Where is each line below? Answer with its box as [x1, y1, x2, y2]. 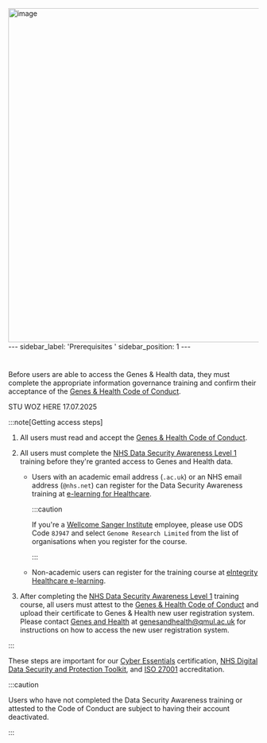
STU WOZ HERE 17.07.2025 [8, 402, 98, 412]
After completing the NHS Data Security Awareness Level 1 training [19, 592, 240, 601]
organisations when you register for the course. [31, 537, 188, 547]
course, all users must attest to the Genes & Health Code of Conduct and [19, 600, 259, 609]
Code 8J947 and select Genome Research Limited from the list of [31, 528, 239, 538]
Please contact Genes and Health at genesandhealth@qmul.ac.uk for [19, 617, 246, 627]
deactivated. [8, 712, 49, 722]
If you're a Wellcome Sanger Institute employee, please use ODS [31, 520, 244, 530]
